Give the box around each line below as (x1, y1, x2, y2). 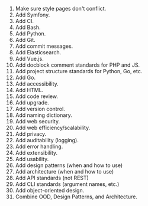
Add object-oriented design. (15, 187, 85, 194)
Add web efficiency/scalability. (15, 124, 91, 131)
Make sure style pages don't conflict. (15, 5, 107, 12)
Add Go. (15, 74, 36, 81)
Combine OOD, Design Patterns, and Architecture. (15, 193, 138, 200)
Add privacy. (15, 130, 47, 138)
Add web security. (15, 118, 60, 125)
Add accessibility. (15, 80, 59, 87)
